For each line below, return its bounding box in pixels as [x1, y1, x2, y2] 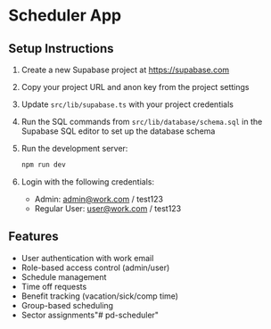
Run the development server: [21, 144, 128, 153]
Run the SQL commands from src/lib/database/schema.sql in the [21, 117, 263, 127]
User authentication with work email [21, 252, 154, 263]
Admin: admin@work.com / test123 [34, 193, 164, 204]
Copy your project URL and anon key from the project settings [21, 82, 250, 92]
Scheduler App [8, 5, 122, 26]
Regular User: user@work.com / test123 [34, 202, 182, 214]
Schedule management [21, 271, 107, 282]
